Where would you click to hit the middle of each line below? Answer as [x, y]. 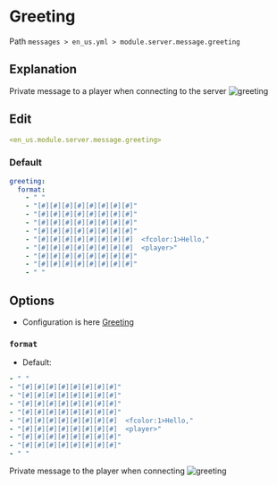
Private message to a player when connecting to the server [118, 90]
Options [32, 300]
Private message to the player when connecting [97, 471]
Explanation [43, 69]
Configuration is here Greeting [78, 322]
